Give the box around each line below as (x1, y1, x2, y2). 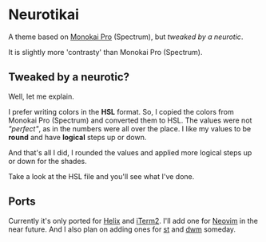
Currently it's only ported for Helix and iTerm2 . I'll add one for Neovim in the (8, 216, 258, 225)
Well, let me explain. (8, 92, 74, 101)
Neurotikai (8, 6, 80, 24)
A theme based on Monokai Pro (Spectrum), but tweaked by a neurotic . (8, 32, 244, 41)
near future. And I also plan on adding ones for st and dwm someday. (8, 224, 236, 234)
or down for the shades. (8, 156, 88, 166)
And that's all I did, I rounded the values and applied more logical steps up (8, 147, 252, 157)
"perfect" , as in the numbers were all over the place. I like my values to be (8, 123, 252, 133)
